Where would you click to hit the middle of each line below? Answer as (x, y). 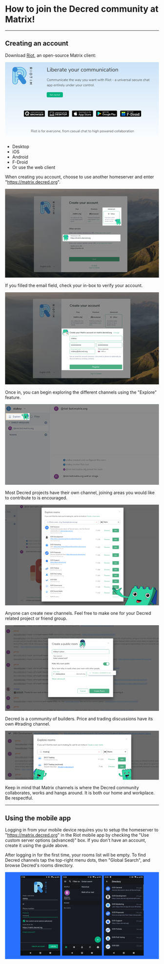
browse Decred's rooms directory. (40, 866)
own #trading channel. (28, 724)
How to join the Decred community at (82, 9)
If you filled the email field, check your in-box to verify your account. (74, 285)
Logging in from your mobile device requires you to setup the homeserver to (82, 830)
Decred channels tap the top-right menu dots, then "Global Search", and (78, 860)
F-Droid (20, 162)
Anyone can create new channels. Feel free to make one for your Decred (78, 613)
